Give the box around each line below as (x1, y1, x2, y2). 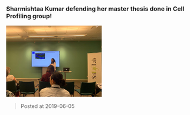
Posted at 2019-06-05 (20, 103, 75, 110)
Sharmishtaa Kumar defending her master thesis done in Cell (6, 5, 185, 13)
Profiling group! (6, 12, 52, 20)
